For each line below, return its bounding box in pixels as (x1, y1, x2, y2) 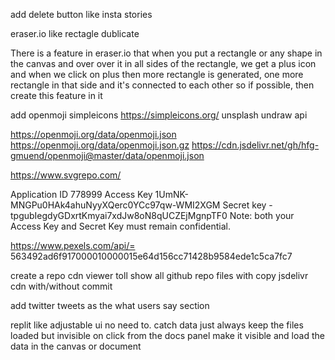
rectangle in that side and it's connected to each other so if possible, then (10, 79, 315, 91)
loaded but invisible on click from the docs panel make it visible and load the (10, 330, 325, 341)
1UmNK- (154, 189, 189, 200)
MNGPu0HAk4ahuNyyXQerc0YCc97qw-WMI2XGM (10, 199, 221, 211)
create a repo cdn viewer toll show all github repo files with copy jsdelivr (10, 270, 309, 281)
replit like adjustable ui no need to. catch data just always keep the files (10, 319, 304, 331)
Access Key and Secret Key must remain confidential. (10, 220, 232, 232)
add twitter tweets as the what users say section (10, 300, 210, 311)
